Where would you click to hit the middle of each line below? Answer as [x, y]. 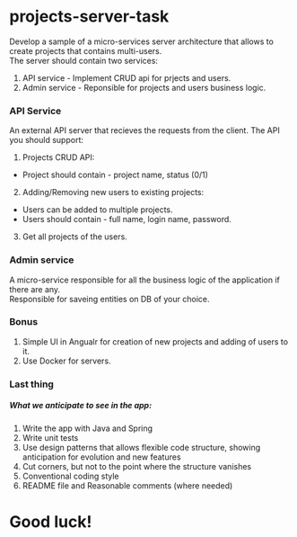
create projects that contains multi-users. [86, 50]
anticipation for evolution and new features [101, 457]
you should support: [46, 140]
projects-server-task [89, 17]
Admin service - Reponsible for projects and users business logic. [144, 87]
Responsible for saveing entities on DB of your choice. [109, 299]
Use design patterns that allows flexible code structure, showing [141, 447]
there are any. [35, 289]
